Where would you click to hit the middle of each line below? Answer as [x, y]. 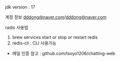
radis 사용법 [17, 27]
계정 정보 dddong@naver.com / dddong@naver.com [56, 17]
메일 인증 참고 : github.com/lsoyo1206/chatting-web [64, 53]
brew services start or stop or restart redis [55, 37]
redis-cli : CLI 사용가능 [34, 43]
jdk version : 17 [20, 7]
